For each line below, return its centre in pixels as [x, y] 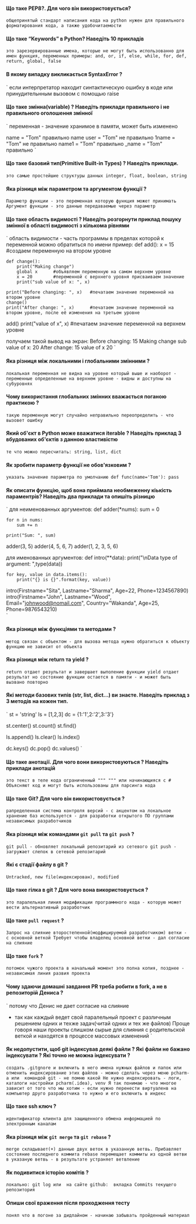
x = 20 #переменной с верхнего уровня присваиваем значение [100, 277]
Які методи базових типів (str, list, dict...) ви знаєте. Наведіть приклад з [98, 695]
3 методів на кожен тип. [37, 701]
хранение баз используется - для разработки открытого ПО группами [90, 816]
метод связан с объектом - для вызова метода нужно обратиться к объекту [98, 642]
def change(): [23, 262]
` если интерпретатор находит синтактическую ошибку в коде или [90, 87]
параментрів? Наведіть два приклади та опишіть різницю [80, 496]
